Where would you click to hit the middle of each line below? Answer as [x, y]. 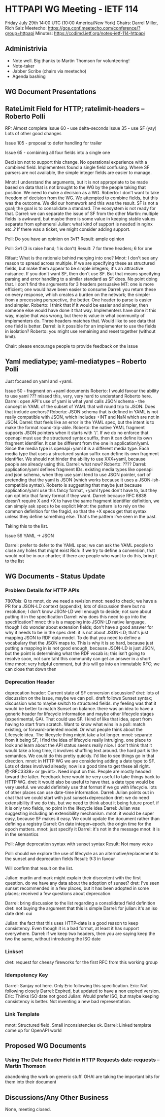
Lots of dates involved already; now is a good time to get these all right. [78, 766]
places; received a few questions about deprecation [58, 893]
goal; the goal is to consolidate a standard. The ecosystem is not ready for [81, 208]
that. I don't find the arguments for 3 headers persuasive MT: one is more [80, 284]
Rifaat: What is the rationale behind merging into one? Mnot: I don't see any [82, 258]
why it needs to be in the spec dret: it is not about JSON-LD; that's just [77, 633]
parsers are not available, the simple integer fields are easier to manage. [78, 172]
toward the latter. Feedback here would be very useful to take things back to [82, 776]
